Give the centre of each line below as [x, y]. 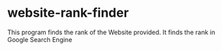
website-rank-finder [68, 13]
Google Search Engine [40, 39]
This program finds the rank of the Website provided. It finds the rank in [111, 32]
